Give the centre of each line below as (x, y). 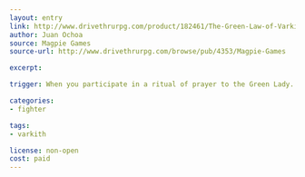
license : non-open (44, 151)
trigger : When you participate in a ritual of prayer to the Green (140, 84)
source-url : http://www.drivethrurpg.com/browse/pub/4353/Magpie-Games (148, 52)
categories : (32, 101)
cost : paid (30, 159)
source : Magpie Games (50, 43)
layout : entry (36, 18)
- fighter (28, 109)
